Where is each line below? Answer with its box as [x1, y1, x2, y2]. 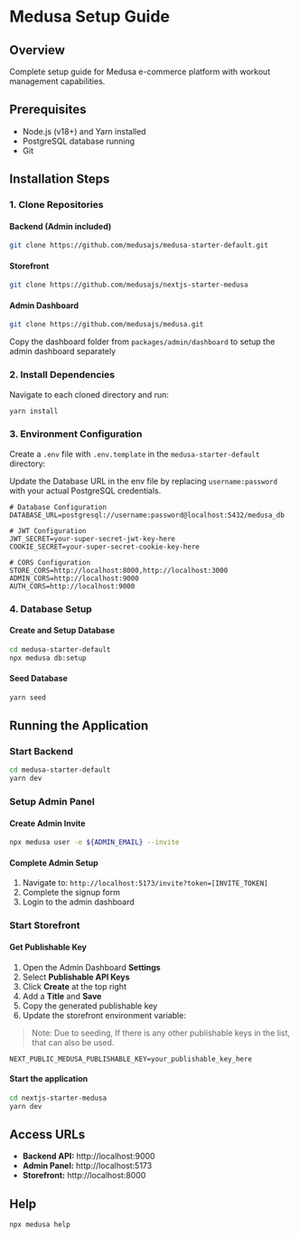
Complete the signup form [22, 887, 120, 898]
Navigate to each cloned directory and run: [9, 389, 170, 399]
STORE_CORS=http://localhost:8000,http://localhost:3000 [9, 566, 229, 575]
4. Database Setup [9, 603, 92, 615]
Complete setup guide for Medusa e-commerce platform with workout [9, 66, 271, 77]
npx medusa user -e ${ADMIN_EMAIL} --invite [9, 838, 180, 847]
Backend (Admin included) [9, 220, 112, 231]
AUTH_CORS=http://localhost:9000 [9, 581, 135, 591]
